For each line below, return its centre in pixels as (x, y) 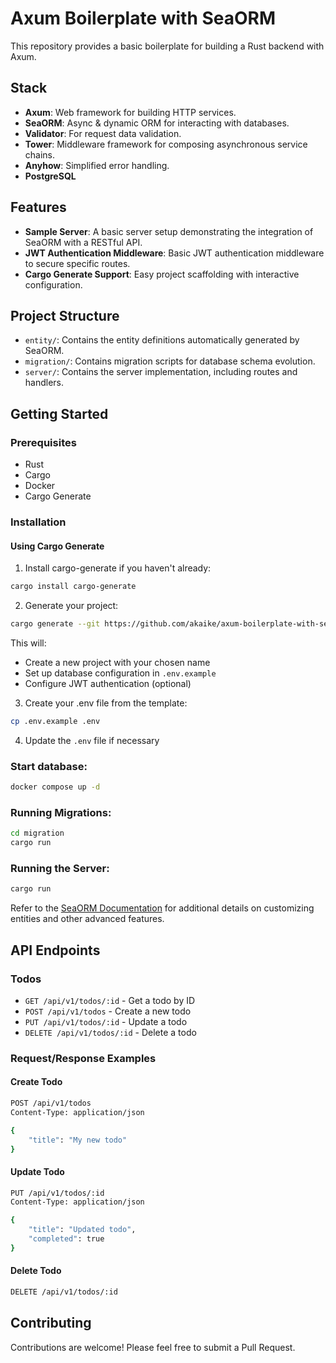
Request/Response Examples (83, 1058)
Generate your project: (71, 606)
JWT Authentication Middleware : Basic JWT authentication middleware (174, 253)
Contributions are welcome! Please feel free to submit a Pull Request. (153, 1347)
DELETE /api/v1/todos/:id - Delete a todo (110, 1032)
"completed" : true (66, 1239)
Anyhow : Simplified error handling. (97, 165)
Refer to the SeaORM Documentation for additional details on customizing (162, 908)
